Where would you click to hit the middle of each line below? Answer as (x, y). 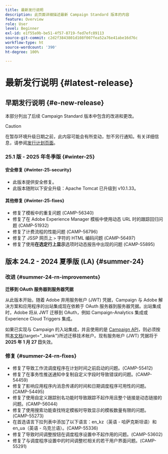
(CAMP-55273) (28, 416)
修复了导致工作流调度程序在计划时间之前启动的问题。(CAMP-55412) (82, 368)
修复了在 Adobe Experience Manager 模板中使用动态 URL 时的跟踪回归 (86, 219)
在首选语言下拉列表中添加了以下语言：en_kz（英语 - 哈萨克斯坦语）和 (85, 422)
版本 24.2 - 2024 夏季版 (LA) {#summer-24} (75, 262)
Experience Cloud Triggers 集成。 (40, 319)
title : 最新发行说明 (24, 10)
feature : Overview (24, 19)
